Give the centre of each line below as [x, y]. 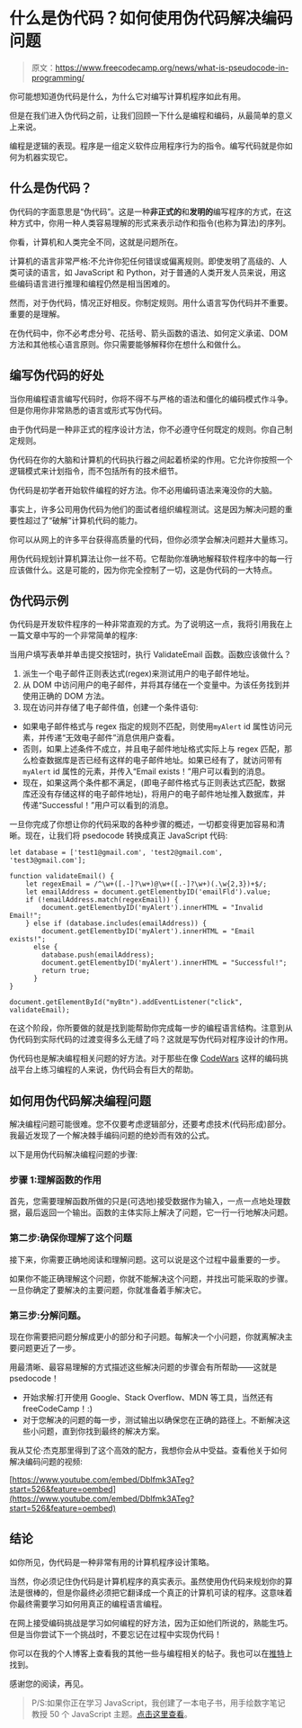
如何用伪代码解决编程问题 [80, 1100]
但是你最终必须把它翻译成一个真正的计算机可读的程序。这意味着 [174, 1592]
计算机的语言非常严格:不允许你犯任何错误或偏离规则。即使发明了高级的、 [145, 261]
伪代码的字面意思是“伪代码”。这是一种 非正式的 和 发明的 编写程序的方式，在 [147, 211]
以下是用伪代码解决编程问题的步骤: [74, 1155]
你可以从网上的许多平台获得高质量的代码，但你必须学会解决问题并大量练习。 [151, 539]
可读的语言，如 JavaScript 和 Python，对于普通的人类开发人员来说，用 [147, 272]
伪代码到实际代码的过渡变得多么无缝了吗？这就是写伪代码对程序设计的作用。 [151, 1039]
